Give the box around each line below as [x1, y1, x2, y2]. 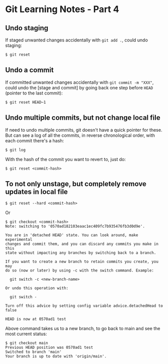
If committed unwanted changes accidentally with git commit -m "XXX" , [5, 79, 154, 85]
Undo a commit [5, 66, 54, 74]
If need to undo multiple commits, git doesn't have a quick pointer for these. [5, 127, 162, 133]
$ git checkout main [5, 341, 49, 346]
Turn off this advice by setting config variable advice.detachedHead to [5, 303, 163, 308]
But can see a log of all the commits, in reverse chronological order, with [5, 132, 155, 138]
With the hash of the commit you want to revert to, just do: [5, 156, 126, 162]
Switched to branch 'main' [5, 349, 62, 354]
